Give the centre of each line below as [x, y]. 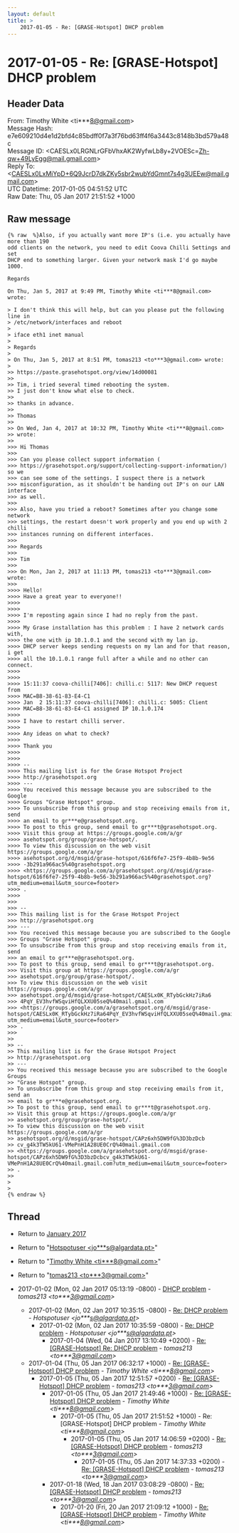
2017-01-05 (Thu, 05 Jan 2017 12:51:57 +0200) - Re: [115, 1378]
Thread [24, 1217]
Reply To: [21, 166]
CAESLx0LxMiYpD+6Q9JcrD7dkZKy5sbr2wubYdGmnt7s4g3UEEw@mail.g [121, 174]
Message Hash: [30, 128]
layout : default [31, 14]
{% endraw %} [27, 1195]
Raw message [39, 219]
